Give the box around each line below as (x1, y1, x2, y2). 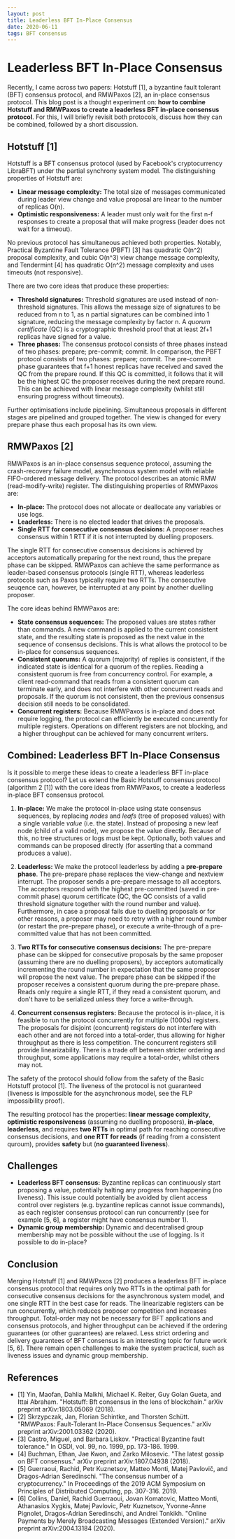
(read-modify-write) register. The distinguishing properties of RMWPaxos (7, 481, 218, 490)
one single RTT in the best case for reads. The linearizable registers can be (7, 1300, 224, 1308)
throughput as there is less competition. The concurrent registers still (17, 1038, 217, 1047)
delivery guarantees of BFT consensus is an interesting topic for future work (7, 1337, 227, 1345)
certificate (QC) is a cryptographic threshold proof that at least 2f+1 (17, 325, 213, 333)
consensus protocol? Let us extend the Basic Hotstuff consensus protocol (7, 775, 220, 784)
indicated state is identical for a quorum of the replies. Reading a (17, 662, 204, 671)
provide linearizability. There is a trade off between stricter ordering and (17, 1045, 225, 1054)
